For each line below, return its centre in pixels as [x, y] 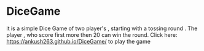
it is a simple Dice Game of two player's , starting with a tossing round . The [102, 28]
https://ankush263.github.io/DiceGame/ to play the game [78, 41]
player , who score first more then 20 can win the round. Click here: [92, 34]
